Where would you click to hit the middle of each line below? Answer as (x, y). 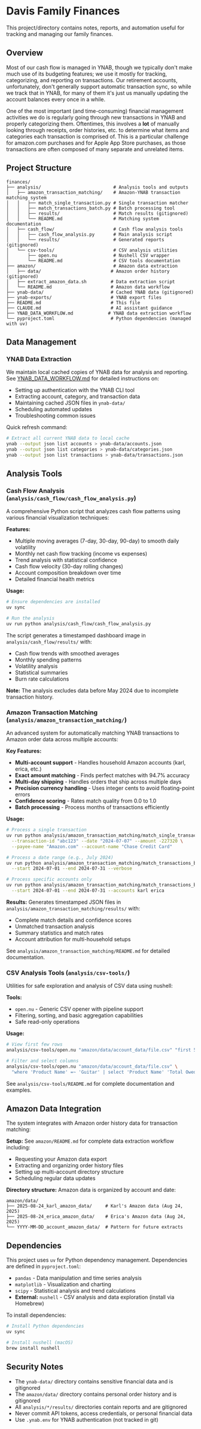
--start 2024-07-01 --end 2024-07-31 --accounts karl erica (88, 891)
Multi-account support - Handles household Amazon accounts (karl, (100, 763)
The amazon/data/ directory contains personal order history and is (96, 1394)
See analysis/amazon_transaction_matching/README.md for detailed (88, 951)
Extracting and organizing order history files (69, 1166)
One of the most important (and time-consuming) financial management (95, 111)
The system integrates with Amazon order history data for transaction (92, 1123)
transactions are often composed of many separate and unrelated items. (95, 149)
